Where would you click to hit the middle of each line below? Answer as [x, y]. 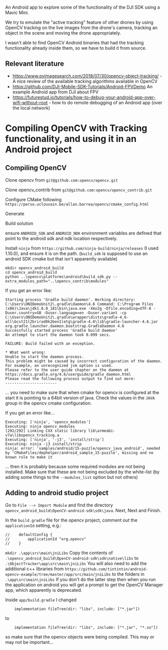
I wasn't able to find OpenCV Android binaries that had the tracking [74, 43]
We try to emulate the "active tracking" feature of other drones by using [79, 22]
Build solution [19, 223]
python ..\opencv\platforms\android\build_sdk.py [58, 277]
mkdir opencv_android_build [35, 268]
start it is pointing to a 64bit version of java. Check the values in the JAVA [80, 398]
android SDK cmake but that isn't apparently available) [61, 258]
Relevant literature [35, 64]
